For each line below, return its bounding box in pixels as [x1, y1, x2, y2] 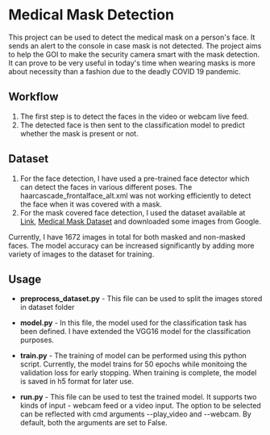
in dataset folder [19, 303, 75, 312]
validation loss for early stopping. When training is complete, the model [19, 368, 257, 378]
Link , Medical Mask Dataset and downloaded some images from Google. [19, 216, 262, 226]
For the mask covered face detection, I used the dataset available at [19, 207, 246, 217]
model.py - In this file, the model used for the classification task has [19, 318, 247, 328]
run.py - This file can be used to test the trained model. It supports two [19, 392, 257, 402]
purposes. [19, 335, 55, 345]
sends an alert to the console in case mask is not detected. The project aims [8, 40, 262, 50]
